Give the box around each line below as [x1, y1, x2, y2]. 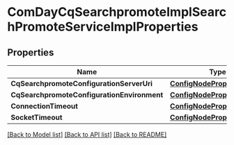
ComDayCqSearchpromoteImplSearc [7, 4, 227, 20]
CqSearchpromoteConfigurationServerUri [10, 79, 153, 88]
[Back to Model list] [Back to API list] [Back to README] [7, 130, 167, 139]
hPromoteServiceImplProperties [7, 19, 198, 35]
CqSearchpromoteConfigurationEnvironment [10, 90, 164, 99]
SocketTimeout [10, 112, 63, 122]
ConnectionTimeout [10, 101, 79, 111]
